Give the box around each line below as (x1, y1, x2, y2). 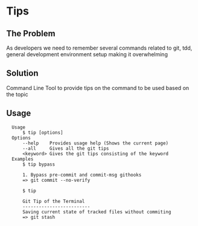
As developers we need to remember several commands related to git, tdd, (6, 44, 193, 51)
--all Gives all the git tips (22, 145, 110, 152)
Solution (6, 68, 39, 79)
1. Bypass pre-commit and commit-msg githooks (22, 172, 142, 178)
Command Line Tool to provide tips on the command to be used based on (6, 84, 190, 91)
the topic (6, 91, 28, 98)
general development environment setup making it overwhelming (6, 51, 168, 58)
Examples (11, 156, 34, 162)
